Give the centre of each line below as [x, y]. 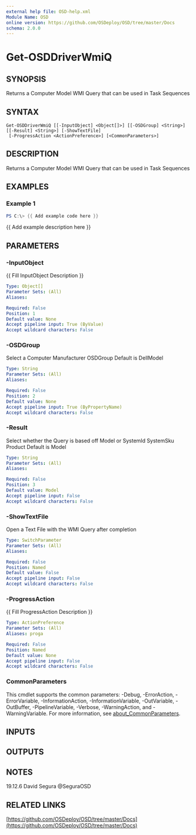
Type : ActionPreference [35, 623]
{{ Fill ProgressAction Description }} [49, 612]
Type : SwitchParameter [34, 541]
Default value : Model [33, 491]
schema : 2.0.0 [24, 28]
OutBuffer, [19, 707]
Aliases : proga [25, 634]
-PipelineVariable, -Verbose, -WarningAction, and [92, 707]
